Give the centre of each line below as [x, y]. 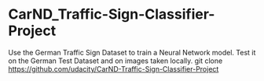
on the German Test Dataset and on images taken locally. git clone [115, 61]
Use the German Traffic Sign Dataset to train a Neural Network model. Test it [132, 52]
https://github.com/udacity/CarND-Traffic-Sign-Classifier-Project [114, 69]
